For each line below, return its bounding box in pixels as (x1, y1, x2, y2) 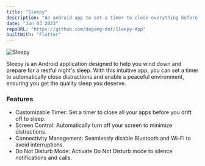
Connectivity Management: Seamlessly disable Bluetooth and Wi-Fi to (15, 135, 191, 142)
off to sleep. (15, 115, 46, 123)
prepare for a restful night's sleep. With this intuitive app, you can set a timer (6, 67, 199, 74)
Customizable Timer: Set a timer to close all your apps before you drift (15, 109, 192, 116)
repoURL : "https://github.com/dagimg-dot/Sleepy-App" (6, 26, 146, 32)
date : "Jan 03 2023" (6, 20, 59, 26)
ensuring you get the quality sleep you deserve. (6, 80, 126, 87)
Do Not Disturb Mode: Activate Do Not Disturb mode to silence (15, 148, 173, 155)
